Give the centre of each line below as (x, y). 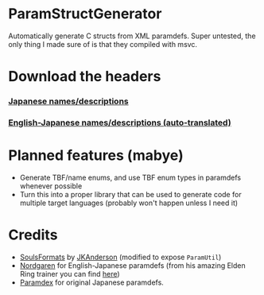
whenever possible (51, 186)
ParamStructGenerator (85, 14)
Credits (33, 235)
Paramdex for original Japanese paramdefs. (92, 282)
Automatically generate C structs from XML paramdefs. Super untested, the (132, 36)
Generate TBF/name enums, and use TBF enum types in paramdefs (130, 177)
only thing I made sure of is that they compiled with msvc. (103, 44)
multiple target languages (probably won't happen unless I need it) (129, 203)
